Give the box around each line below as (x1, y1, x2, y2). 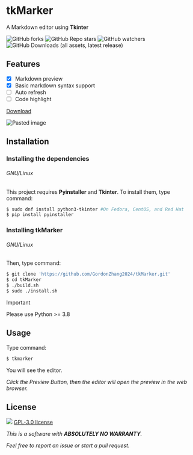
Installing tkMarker (6, 226, 63, 235)
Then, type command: (6, 259, 61, 267)
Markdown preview (14, 75, 63, 82)
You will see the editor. (6, 367, 63, 374)
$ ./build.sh (6, 282, 39, 289)
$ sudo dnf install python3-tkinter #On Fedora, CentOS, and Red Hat (6, 206, 185, 212)
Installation (6, 137, 49, 147)
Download (6, 108, 32, 114)
